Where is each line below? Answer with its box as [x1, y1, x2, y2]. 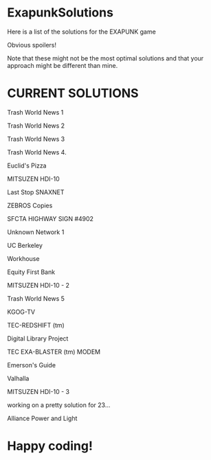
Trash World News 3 [7, 135, 65, 143]
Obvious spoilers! [7, 41, 57, 49]
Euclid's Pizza [7, 161, 47, 170]
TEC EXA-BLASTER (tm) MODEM [7, 347, 101, 356]
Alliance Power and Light [7, 414, 78, 422]
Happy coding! [7, 438, 93, 454]
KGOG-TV [7, 308, 36, 316]
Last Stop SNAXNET [7, 187, 65, 196]
